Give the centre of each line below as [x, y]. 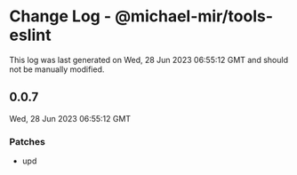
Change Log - [60, 16]
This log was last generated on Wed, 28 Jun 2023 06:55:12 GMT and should [149, 60]
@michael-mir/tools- [194, 16]
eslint [30, 35]
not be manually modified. [57, 69]
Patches [28, 141]
